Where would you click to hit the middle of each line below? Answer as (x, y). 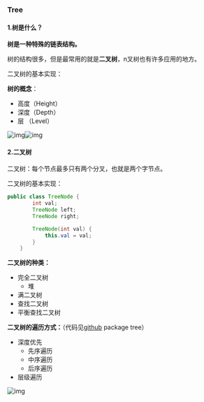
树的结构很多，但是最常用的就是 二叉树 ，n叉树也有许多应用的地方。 (104, 59)
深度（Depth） (38, 113)
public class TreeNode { (43, 197)
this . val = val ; (68, 236)
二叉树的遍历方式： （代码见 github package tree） (78, 327)
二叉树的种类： (29, 263)
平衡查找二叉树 (39, 313)
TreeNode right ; (56, 216)
